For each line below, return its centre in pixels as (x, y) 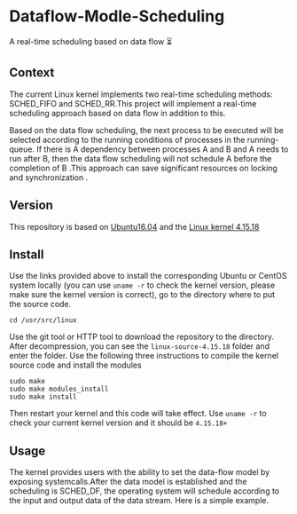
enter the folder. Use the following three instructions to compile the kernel (144, 356)
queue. (22, 149)
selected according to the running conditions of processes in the (127, 139)
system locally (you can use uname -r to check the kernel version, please (142, 285)
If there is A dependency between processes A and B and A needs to (163, 149)
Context (32, 73)
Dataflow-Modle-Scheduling (117, 16)
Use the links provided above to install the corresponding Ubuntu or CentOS (148, 276)
